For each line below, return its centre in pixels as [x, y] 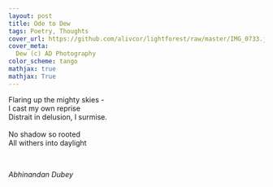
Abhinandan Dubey [41, 174]
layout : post [30, 16]
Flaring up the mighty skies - [56, 99]
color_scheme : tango [43, 62]
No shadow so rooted [45, 134]
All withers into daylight [48, 142]
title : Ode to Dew [39, 24]
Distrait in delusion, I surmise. [58, 117]
